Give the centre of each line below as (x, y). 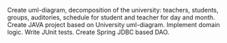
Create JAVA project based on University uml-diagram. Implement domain (113, 25)
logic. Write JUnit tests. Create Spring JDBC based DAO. (88, 32)
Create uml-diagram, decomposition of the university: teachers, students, (113, 10)
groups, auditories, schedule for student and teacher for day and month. (111, 17)
